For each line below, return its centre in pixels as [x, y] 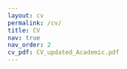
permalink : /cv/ [35, 23]
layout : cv [26, 15]
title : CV [24, 30]
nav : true [24, 38]
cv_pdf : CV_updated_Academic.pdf [63, 52]
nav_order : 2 [29, 45]
